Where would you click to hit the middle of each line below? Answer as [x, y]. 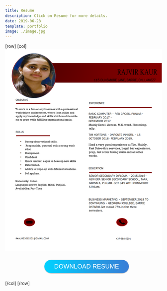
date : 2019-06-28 [23, 21]
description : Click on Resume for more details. [56, 16]
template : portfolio [27, 26]
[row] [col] [16, 46]
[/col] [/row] [17, 283]
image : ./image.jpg [25, 32]
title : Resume [20, 10]
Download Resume [86, 266]
